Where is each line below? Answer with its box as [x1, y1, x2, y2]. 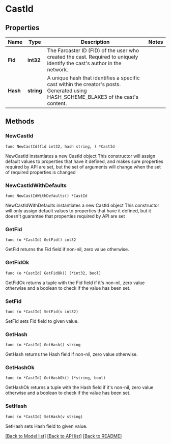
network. [47, 66, 69, 73]
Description [80, 39, 110, 45]
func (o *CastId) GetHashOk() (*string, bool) [5, 375, 106, 381]
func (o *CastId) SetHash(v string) [5, 414, 83, 419]
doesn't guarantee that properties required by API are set [5, 213, 125, 219]
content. [47, 100, 67, 107]
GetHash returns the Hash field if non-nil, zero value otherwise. [5, 351, 138, 357]
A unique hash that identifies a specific [47, 74, 140, 81]
